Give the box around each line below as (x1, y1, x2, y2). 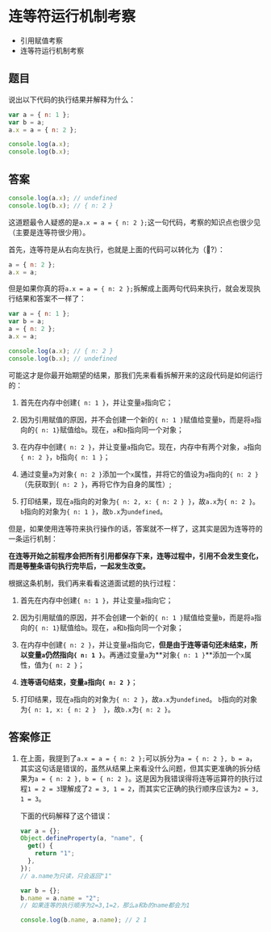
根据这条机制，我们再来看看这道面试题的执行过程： (8, 578, 178, 588)
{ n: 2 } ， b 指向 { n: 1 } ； (19, 451, 110, 461)
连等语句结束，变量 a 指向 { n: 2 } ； (19, 677, 139, 686)
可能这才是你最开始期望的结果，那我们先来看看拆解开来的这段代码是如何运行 (8, 370, 263, 380)
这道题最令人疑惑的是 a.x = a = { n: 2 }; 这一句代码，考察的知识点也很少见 (8, 217, 261, 227)
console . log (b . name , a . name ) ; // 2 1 (19, 916, 148, 925)
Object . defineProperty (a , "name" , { (19, 834, 144, 842)
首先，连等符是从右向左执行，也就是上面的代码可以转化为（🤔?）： (8, 244, 226, 254)
